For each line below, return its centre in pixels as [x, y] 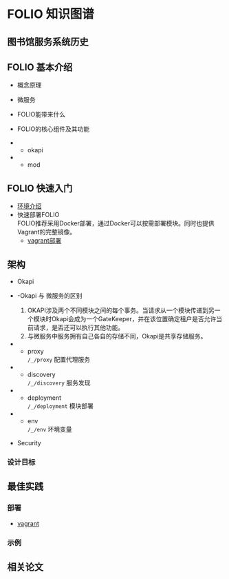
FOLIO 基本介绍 [40, 67]
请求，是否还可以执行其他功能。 [79, 327]
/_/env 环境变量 [50, 429]
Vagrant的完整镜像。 [46, 232]
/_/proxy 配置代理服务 [59, 360]
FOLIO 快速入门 [40, 188]
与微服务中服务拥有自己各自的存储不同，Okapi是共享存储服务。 [117, 336]
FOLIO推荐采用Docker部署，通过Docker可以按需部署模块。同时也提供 [116, 223]
